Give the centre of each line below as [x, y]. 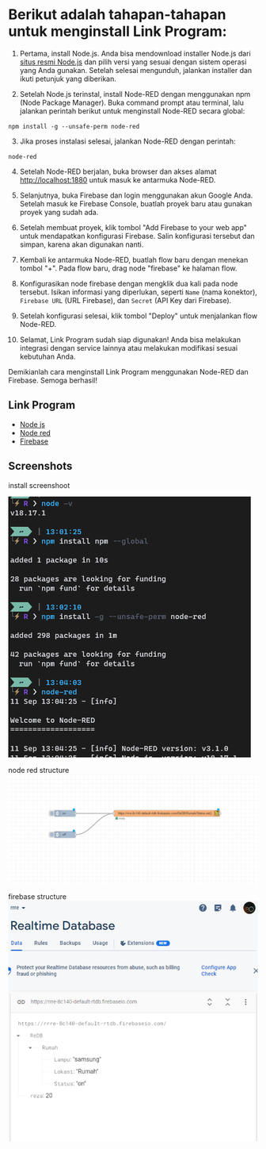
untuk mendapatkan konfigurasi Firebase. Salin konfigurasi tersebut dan [137, 236]
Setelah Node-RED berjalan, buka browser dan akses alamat [118, 171]
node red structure [39, 770]
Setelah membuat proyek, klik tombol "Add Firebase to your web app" [133, 227]
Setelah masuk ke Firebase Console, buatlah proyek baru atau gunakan [136, 203]
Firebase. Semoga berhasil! [53, 380]
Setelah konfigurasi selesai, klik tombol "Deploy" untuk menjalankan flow [139, 316]
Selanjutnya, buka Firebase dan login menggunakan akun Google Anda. [136, 195]
